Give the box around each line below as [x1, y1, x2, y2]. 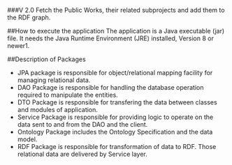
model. [17, 135, 38, 143]
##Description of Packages [7, 55, 86, 63]
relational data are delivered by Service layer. [17, 150, 148, 158]
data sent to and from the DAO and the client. [17, 120, 148, 128]
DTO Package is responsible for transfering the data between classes [17, 98, 218, 107]
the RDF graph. [7, 13, 51, 22]
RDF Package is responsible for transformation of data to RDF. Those [17, 143, 217, 150]
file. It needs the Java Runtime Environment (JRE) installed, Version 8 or [7, 34, 215, 42]
